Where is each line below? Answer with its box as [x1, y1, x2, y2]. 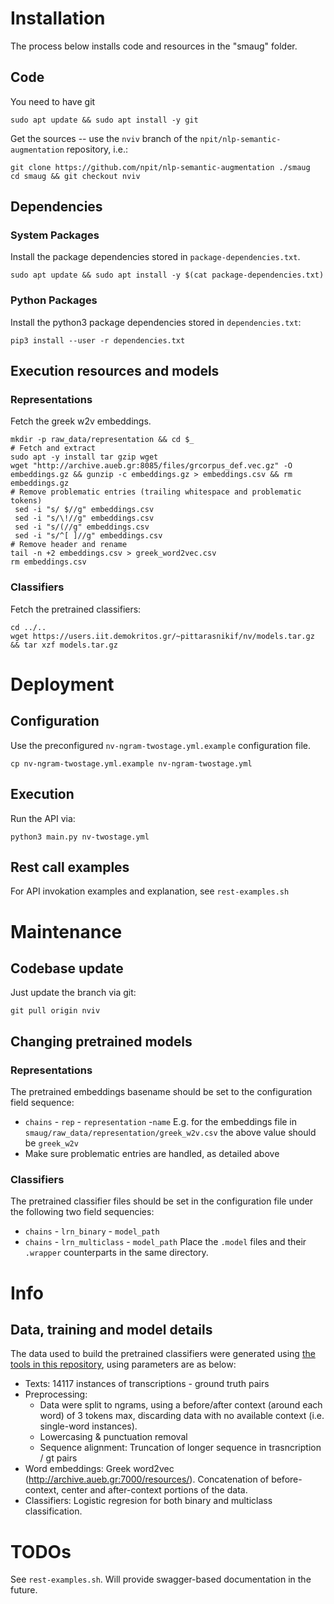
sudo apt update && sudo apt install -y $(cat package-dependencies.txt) [10, 270, 325, 281]
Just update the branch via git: [10, 987, 137, 999]
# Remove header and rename [10, 540, 128, 550]
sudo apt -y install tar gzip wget [10, 452, 159, 462]
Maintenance [10, 920, 123, 943]
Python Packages [10, 293, 98, 307]
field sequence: [10, 1097, 75, 1109]
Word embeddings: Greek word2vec [24, 1463, 175, 1475]
